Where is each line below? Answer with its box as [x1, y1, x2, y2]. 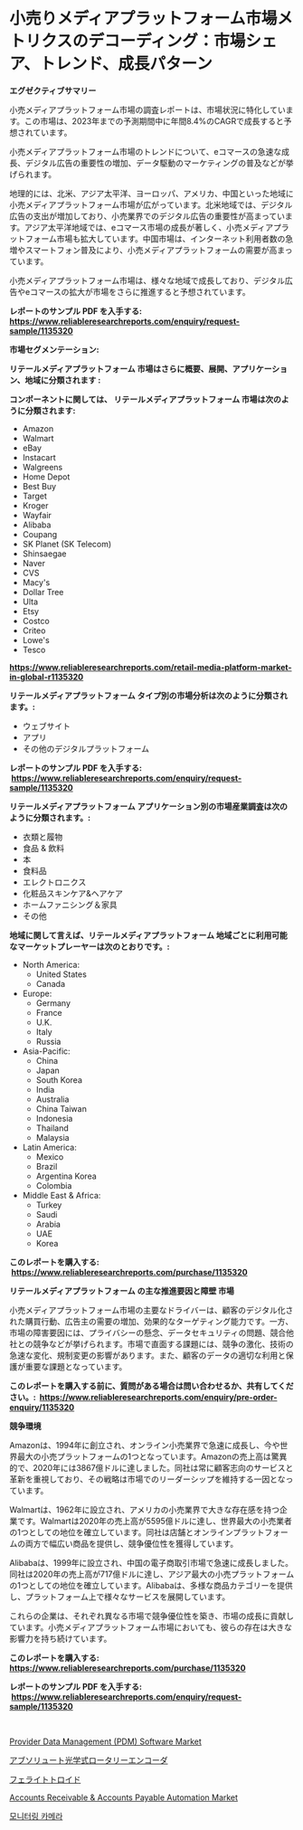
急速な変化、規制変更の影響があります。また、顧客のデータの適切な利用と [9, 1350, 287, 1361]
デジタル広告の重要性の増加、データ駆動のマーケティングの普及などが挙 [24, 157, 294, 168]
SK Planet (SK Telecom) [22, 538, 112, 549]
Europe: [22, 988, 52, 999]
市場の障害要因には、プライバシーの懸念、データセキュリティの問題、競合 [9, 1327, 287, 1338]
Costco [22, 615, 50, 626]
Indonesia [35, 1113, 73, 1124]
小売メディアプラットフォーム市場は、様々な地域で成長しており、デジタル [9, 275, 285, 286]
